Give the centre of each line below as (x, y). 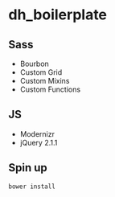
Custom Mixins (45, 81)
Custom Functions (50, 89)
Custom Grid (41, 72)
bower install (32, 187)
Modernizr (37, 133)
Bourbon (35, 64)
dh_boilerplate (57, 15)
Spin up (28, 168)
